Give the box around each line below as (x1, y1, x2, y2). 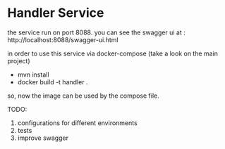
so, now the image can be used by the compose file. (7, 91, 160, 100)
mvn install (17, 70, 49, 79)
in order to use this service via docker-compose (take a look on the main (7, 49, 219, 58)
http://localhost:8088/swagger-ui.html (7, 35, 118, 44)
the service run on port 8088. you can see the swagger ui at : (7, 28, 186, 37)
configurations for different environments (17, 118, 138, 127)
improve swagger (17, 134, 69, 142)
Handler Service (7, 5, 104, 21)
